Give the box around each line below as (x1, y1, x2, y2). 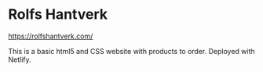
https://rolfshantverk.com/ (8, 31, 93, 41)
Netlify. (8, 55, 31, 64)
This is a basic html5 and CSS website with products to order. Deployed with (8, 46, 255, 56)
